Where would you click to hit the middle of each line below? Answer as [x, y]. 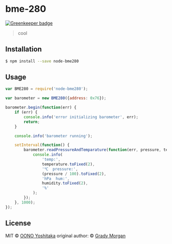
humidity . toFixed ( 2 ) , [65, 183]
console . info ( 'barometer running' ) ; [54, 136]
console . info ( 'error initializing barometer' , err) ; [81, 117]
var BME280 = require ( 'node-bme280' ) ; [47, 89]
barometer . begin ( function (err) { [41, 108]
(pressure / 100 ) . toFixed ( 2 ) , [74, 174]
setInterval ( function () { [42, 145]
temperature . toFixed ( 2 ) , [68, 164]
